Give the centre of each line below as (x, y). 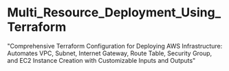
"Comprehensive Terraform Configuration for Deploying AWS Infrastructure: (115, 46)
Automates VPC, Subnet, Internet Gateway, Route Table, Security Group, (110, 53)
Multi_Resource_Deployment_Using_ (114, 13)
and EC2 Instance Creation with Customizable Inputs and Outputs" (101, 60)
